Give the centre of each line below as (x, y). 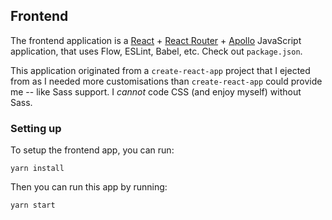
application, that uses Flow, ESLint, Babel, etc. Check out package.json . (156, 51)
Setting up (36, 128)
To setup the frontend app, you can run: (92, 150)
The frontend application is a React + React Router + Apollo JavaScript (156, 40)
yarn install (37, 169)
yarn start (33, 205)
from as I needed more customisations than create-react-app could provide (166, 81)
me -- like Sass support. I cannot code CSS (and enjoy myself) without (156, 91)
